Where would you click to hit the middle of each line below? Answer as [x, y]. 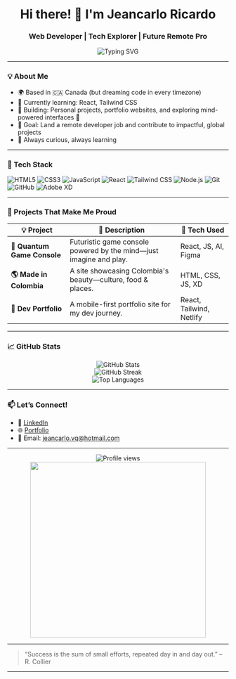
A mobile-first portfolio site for [120, 304]
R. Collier [38, 661]
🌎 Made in [29, 274]
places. [82, 289]
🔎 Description [122, 230]
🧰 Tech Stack [30, 164]
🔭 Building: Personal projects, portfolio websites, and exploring [108, 110]
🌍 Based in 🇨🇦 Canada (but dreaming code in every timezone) [109, 92]
